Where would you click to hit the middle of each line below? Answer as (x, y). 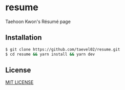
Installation (24, 38)
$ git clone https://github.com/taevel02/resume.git (63, 49)
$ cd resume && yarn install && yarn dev (50, 54)
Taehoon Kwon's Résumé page (38, 21)
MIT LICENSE (19, 82)
